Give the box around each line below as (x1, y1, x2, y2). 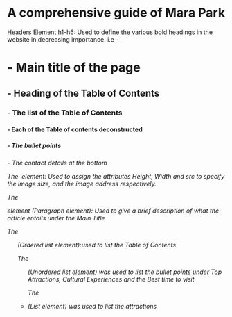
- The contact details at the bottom (7, 158, 107, 167)
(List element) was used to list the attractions (27, 302, 157, 310)
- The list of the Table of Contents (7, 108, 123, 117)
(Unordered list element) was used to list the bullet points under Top (27, 268, 222, 276)
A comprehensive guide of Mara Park (7, 5, 226, 21)
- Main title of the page (7, 60, 141, 76)
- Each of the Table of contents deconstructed (7, 125, 143, 133)
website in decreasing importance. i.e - (7, 35, 119, 43)
